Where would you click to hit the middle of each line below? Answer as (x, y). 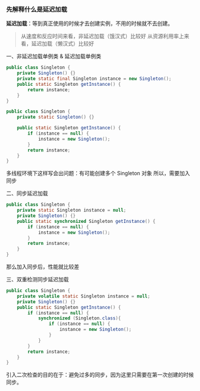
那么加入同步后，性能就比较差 (43, 267)
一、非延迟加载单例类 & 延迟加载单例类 (54, 56)
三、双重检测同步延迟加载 (37, 280)
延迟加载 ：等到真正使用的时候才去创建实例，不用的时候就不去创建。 (90, 24)
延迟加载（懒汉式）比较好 (62, 44)
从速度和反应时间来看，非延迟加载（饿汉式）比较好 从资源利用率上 (102, 36)
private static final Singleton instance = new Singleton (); (94, 79)
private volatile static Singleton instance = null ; (84, 296)
